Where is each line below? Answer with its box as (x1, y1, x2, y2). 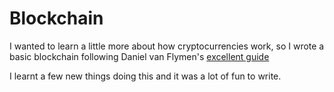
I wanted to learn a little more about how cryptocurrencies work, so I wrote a (9, 40, 325, 52)
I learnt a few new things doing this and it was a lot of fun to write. (9, 70, 282, 82)
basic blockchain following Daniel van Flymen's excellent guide (9, 50, 270, 62)
